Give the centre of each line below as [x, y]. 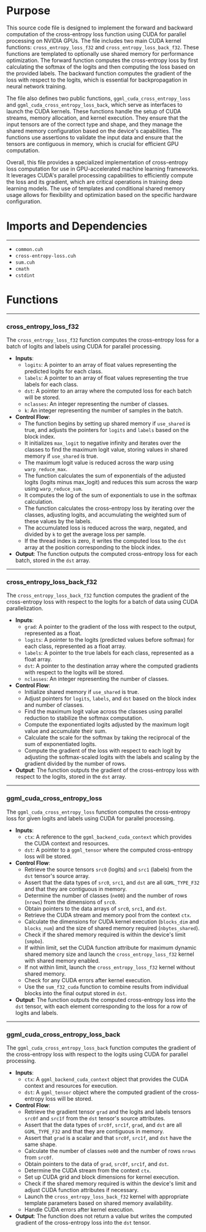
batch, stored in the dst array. [53, 560]
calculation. [39, 502]
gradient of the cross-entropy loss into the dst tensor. [83, 1222]
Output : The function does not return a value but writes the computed [104, 1216]
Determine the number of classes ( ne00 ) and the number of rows [106, 895]
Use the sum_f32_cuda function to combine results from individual [106, 987]
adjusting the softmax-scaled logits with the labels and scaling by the [112, 757]
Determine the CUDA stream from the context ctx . [88, 1170]
